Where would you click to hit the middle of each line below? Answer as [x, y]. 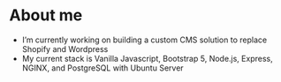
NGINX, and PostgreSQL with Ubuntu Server [103, 68]
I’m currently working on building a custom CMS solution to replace [144, 40]
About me [46, 15]
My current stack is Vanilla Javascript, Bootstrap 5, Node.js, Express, [147, 58]
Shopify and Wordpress [65, 48]
